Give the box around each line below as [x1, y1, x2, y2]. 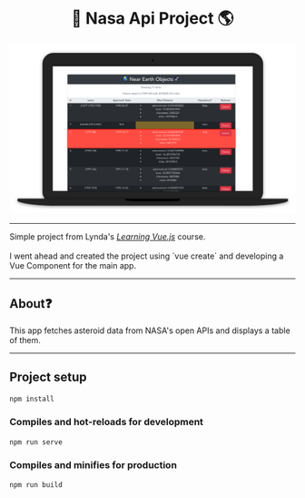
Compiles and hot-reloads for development [9, 416, 204, 429]
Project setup [9, 369, 88, 384]
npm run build [9, 480, 64, 489]
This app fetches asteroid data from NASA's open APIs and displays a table [9, 325, 290, 336]
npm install [9, 394, 54, 404]
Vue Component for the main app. [9, 259, 137, 270]
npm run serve [9, 437, 64, 447]
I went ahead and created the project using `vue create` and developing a [9, 250, 284, 261]
